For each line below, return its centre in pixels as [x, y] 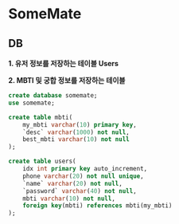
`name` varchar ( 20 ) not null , [73, 183]
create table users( [43, 161]
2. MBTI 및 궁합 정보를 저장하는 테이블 [67, 80]
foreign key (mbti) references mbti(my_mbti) [97, 206]
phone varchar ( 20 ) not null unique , [84, 176]
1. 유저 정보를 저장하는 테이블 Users [64, 63]
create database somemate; [53, 96]
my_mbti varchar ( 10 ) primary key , [80, 124]
